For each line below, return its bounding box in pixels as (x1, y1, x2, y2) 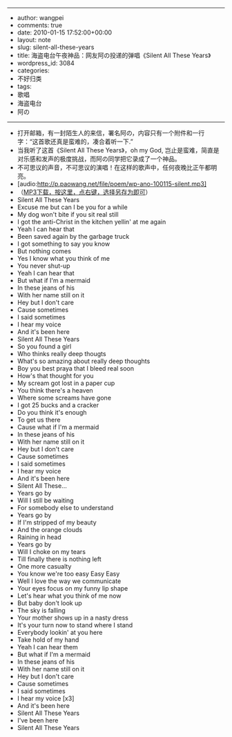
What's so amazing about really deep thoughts (17, 357, 151, 365)
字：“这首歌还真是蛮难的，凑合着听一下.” (17, 137, 133, 146)
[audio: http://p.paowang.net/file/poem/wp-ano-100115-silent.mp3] (17, 180, 207, 188)
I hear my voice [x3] (17, 694, 75, 702)
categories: (17, 66, 50, 75)
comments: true (17, 21, 63, 29)
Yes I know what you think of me (17, 255, 110, 262)
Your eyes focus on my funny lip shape (17, 584, 128, 592)
